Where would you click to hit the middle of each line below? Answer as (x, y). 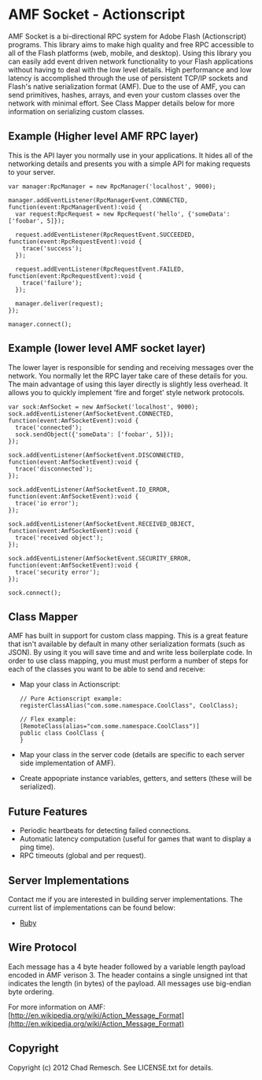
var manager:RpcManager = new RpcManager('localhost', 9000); (112, 187)
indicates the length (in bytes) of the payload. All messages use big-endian (130, 983)
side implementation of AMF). (68, 763)
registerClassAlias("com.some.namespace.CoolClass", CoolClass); (129, 706)
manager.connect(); (40, 324)
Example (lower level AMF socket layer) (107, 348)
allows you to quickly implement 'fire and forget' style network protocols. (127, 392)
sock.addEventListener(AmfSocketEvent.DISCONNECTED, (96, 455)
